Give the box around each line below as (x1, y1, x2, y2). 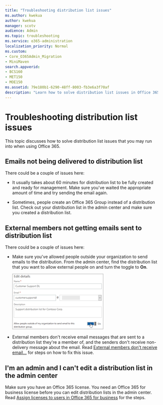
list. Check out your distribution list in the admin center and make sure (12, 204, 152, 210)
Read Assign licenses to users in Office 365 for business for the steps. (5, 395, 146, 400)
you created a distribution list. (12, 210, 72, 216)
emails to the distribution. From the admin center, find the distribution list (12, 259, 158, 265)
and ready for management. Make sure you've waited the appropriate (12, 185, 151, 191)
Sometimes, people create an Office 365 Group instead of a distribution (12, 200, 155, 205)
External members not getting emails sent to (5, 224, 142, 232)
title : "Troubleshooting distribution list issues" (5, 8, 112, 13)
